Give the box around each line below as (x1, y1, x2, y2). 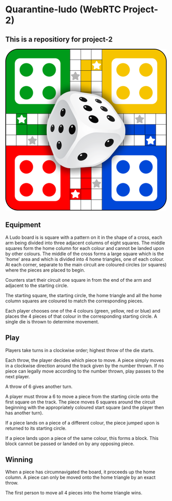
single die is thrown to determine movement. (5, 318, 99, 324)
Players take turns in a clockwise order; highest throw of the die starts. (5, 347, 155, 353)
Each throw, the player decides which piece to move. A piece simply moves (5, 357, 164, 363)
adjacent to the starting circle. (5, 282, 69, 288)
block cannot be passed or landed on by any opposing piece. (5, 440, 135, 447)
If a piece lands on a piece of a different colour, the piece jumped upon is (5, 419, 160, 426)
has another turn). (5, 410, 44, 416)
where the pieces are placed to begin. (5, 267, 85, 273)
